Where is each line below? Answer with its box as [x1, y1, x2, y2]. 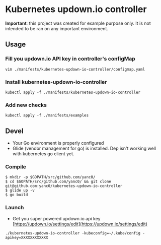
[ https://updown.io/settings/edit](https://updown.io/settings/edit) [12, 221, 147, 227]
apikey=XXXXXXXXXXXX [5, 235, 49, 240]
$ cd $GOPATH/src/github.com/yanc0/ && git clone [5, 179, 112, 185]
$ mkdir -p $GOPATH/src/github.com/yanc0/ [5, 175, 96, 180]
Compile [5, 163, 26, 170]
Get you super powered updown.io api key [12, 215, 101, 221]
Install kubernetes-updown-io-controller [5, 78, 107, 85]
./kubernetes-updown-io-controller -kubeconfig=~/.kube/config [5, 230, 141, 235]
